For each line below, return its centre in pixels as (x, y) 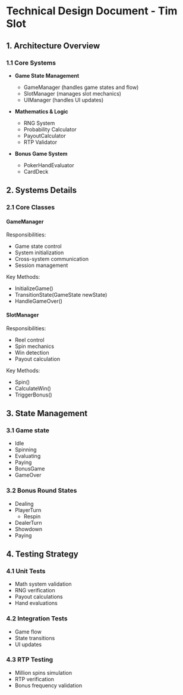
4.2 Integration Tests (37, 619)
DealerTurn (29, 522)
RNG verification (35, 591)
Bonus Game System (41, 153)
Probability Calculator (50, 129)
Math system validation (43, 584)
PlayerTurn (28, 510)
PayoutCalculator (45, 136)
